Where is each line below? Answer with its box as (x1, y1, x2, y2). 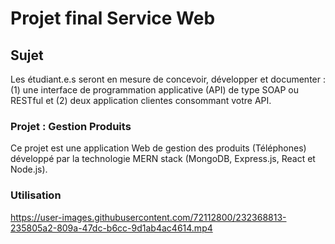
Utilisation (10, 188, 62, 202)
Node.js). (10, 163, 48, 176)
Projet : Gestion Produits (10, 119, 132, 133)
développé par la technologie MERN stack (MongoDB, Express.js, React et (10, 153, 316, 165)
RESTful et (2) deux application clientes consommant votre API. (10, 95, 272, 106)
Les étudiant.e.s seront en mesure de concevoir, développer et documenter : (10, 73, 326, 85)
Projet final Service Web (10, 7, 216, 30)
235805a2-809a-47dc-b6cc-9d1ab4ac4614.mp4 (10, 222, 213, 234)
